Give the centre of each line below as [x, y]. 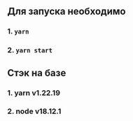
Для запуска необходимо [66, 12]
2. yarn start [30, 50]
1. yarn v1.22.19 [34, 92]
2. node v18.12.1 [34, 111]
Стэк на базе [37, 73]
